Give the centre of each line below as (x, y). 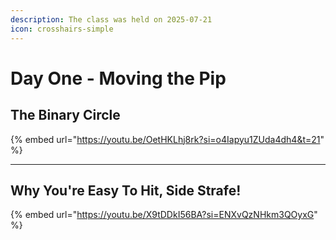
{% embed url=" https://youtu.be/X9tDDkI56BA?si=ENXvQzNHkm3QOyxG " (164, 215)
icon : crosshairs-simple (62, 29)
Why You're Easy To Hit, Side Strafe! (126, 190)
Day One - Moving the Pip (118, 78)
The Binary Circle (65, 115)
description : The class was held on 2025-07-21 (111, 19)
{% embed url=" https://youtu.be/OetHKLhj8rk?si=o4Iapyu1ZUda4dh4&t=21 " (167, 139)
